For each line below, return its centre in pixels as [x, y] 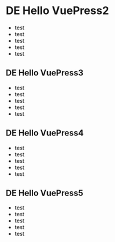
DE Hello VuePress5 [45, 193]
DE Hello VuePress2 [57, 11]
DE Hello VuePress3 [45, 73]
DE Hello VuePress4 [45, 133]
